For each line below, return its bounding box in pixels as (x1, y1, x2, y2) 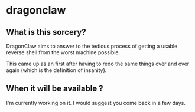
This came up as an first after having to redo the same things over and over (6, 60, 190, 67)
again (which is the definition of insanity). (6, 67, 107, 74)
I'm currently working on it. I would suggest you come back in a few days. (6, 99, 186, 106)
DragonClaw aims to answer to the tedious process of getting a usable (6, 42, 178, 50)
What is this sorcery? (6, 27, 87, 37)
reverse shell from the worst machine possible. (6, 49, 120, 56)
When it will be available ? (6, 84, 103, 94)
